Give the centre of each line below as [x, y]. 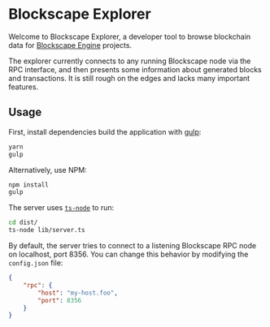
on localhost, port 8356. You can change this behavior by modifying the [128, 254]
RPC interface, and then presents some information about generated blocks [135, 69]
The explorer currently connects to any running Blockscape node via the [130, 61]
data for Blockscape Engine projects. [70, 45]
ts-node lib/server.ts [47, 230]
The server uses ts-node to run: [61, 208]
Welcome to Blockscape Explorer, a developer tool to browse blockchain [130, 37]
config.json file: [36, 263]
